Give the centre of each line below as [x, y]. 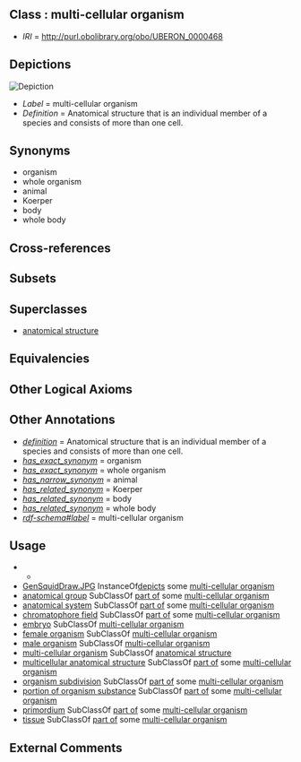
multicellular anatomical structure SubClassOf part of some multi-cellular [157, 662]
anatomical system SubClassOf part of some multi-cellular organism [148, 605]
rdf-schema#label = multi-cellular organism [103, 517]
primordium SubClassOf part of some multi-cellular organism [135, 710]
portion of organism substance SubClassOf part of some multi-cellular [152, 691]
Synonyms [40, 151]
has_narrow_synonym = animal [80, 480]
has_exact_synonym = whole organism [94, 470]
